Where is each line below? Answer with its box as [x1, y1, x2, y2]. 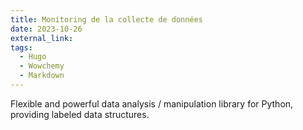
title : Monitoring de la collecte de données [10, 14, 203, 25]
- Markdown [19, 71, 65, 81]
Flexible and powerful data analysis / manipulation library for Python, [10, 97, 294, 110]
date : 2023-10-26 [10, 24, 83, 34]
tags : [10, 42, 33, 53]
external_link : [10, 33, 74, 43]
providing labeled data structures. [10, 108, 150, 120]
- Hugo [19, 52, 47, 62]
